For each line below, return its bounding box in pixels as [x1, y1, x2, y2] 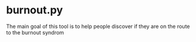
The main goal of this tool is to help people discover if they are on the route [6, 23, 190, 30]
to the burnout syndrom [6, 29, 64, 36]
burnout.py [6, 3, 64, 17]
